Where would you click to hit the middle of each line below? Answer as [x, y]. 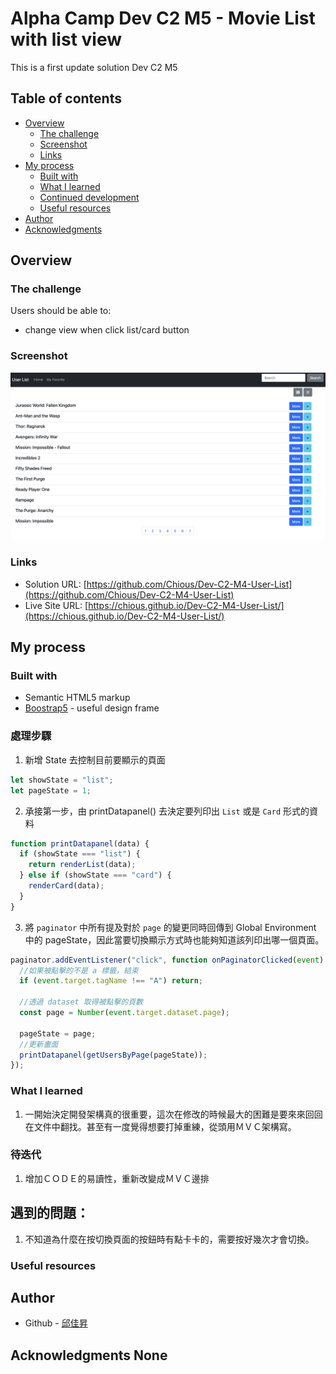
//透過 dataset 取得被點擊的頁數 [81, 1002]
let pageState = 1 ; [51, 790]
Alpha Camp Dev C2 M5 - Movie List [163, 18]
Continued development [89, 197]
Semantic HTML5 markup [77, 698]
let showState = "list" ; [62, 780]
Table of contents [66, 98]
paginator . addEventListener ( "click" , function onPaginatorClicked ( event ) [167, 960]
